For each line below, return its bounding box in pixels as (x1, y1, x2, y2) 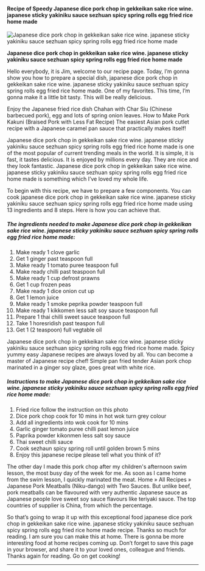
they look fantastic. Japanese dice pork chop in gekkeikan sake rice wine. (7, 162, 192, 170)
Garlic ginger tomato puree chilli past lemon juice (15, 426, 139, 433)
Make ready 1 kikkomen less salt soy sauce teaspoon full (15, 307, 158, 314)
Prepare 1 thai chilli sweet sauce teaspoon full (15, 313, 130, 320)
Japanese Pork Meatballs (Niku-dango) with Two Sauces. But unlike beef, (7, 482, 192, 490)
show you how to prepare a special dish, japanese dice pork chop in (7, 74, 178, 81)
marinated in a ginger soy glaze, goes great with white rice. (7, 364, 156, 371)
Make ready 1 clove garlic (15, 249, 80, 256)
